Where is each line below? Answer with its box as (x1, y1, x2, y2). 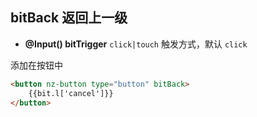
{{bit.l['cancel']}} (28, 88, 114, 98)
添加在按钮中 (10, 59, 63, 71)
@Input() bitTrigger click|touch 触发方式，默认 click (24, 38, 248, 50)
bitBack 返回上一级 (10, 9, 128, 27)
